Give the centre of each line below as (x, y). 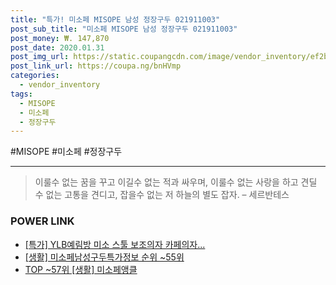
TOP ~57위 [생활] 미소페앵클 (81, 269)
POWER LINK (42, 221)
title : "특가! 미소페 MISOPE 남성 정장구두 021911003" (115, 19)
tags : (21, 94)
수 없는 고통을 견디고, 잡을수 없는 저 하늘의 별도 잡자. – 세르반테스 (162, 195)
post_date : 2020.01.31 (57, 47)
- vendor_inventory (60, 85)
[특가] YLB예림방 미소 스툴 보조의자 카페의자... (115, 244)
